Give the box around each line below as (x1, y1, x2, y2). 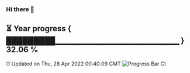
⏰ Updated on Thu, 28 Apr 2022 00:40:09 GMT (6, 60, 121, 67)
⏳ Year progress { (6, 24, 72, 34)
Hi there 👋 (6, 5, 35, 13)
